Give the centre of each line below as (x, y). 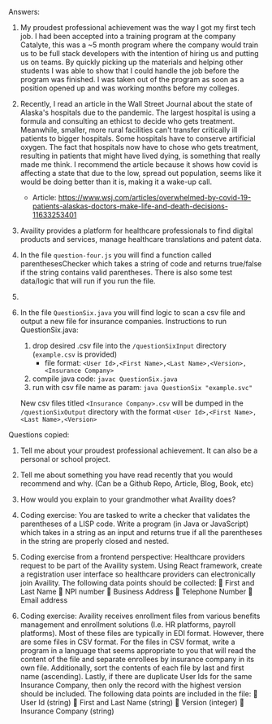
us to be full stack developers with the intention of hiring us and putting (139, 53)
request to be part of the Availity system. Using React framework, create (141, 566)
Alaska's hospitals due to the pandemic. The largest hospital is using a (138, 112)
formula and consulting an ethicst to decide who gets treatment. (127, 121)
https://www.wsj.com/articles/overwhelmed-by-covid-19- (155, 197)
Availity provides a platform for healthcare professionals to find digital (136, 230)
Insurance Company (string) (67, 711)
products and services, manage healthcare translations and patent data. (141, 239)
